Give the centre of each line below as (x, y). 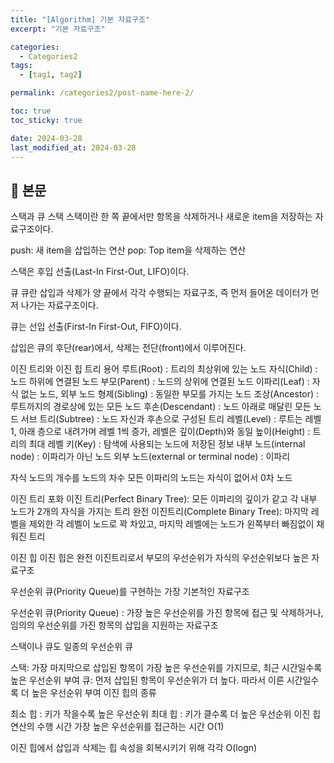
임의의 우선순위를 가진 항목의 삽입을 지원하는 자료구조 (114, 625)
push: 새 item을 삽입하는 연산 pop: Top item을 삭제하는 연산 (128, 250)
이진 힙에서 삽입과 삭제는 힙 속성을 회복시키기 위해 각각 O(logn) (134, 748)
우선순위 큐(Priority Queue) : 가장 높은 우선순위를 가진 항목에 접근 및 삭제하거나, (167, 613)
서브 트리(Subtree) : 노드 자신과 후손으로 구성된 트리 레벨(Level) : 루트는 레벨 (171, 419)
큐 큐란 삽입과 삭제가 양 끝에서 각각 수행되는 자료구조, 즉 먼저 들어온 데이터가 (159, 293)
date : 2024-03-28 (46, 138)
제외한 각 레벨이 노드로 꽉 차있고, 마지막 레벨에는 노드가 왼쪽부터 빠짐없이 (171, 524)
